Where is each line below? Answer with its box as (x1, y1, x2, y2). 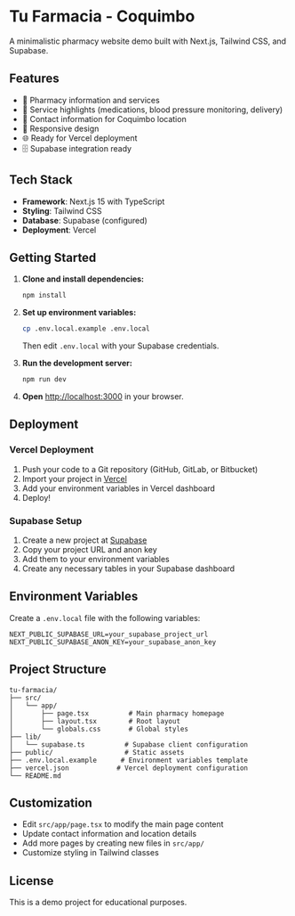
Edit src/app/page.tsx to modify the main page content (21, 819, 224, 830)
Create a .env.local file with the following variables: (9, 612, 201, 623)
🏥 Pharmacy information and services (21, 94, 160, 105)
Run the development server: (21, 358, 133, 369)
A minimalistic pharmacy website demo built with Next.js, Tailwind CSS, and (9, 36, 287, 46)
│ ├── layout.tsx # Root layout (9, 716, 180, 725)
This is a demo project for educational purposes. (9, 897, 187, 908)
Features (9, 71, 60, 86)
